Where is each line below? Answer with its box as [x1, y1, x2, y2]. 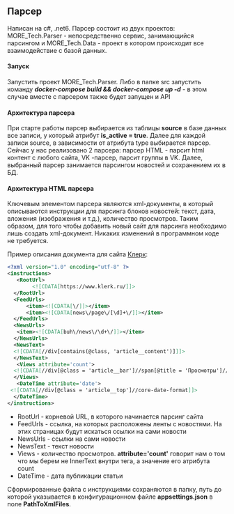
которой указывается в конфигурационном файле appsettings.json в [7, 492, 213, 501]
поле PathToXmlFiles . [7, 499, 72, 508]
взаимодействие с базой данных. [7, 46, 107, 54]
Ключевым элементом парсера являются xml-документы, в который [7, 200, 214, 208]
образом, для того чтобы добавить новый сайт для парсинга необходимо [7, 222, 227, 231]
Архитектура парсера [7, 108, 75, 117]
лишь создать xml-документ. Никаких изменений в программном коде [7, 229, 219, 237]
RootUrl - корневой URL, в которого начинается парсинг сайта [17, 412, 204, 421]
